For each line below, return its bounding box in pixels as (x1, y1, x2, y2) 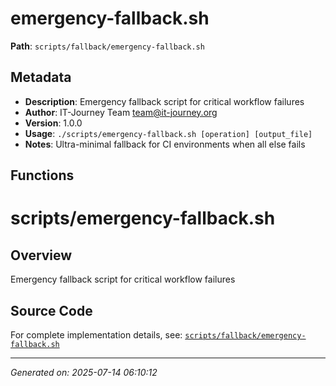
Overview (10, 247, 73, 264)
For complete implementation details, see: (10, 328, 183, 341)
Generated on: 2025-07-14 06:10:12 (10, 366, 158, 378)
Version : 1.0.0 (24, 117, 83, 129)
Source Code (10, 302, 93, 319)
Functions (10, 167, 75, 184)
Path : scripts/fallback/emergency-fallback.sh (10, 40, 205, 52)
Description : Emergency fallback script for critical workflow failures (24, 95, 305, 107)
